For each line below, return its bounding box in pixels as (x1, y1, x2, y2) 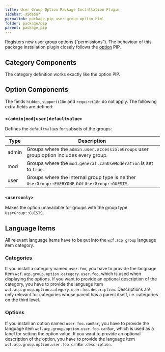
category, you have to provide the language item (5, 281, 103, 287)
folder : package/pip (5, 21, 48, 26)
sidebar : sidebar (5, 12, 41, 17)
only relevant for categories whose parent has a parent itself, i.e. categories (5, 292, 158, 298)
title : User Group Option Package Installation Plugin (5, 7, 120, 12)
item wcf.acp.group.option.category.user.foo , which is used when (5, 271, 141, 277)
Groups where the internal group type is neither (27, 174, 136, 181)
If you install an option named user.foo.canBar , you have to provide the (5, 320, 149, 326)
